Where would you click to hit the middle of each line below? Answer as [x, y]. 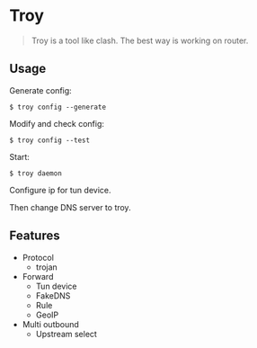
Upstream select [66, 334]
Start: [19, 156]
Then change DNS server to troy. [71, 207]
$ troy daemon [36, 173]
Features [35, 236]
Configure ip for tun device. [60, 190]
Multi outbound [50, 324]
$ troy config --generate [58, 107]
